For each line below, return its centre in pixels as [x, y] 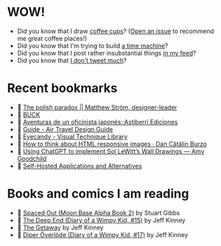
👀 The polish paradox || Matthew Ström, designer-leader [97, 107]
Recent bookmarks [63, 89]
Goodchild [32, 158]
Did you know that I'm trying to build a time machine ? [93, 45]
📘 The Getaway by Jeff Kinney [60, 227]
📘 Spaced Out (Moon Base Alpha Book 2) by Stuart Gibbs [98, 213]
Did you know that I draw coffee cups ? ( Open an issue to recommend [116, 31]
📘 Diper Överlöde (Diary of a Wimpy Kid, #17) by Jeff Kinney [102, 234]
